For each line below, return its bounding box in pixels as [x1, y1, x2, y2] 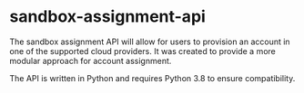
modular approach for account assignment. [9, 55, 172, 66]
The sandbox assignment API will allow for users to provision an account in [9, 36, 290, 47]
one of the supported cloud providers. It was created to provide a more [9, 45, 276, 56]
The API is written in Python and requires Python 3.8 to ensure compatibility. [9, 72, 296, 83]
